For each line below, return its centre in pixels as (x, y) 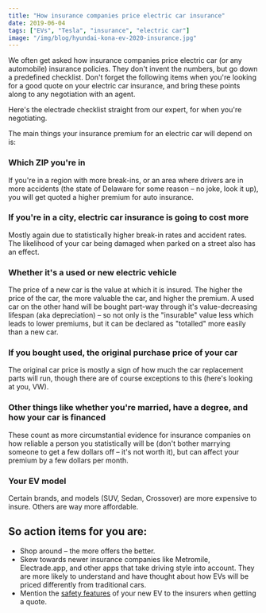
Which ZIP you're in (47, 162)
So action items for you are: (78, 531)
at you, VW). (29, 387)
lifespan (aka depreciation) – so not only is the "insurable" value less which (131, 315)
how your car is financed (57, 417)
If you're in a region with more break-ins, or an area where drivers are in (126, 180)
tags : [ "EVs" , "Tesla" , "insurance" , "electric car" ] (99, 30)
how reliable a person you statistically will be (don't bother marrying (120, 443)
